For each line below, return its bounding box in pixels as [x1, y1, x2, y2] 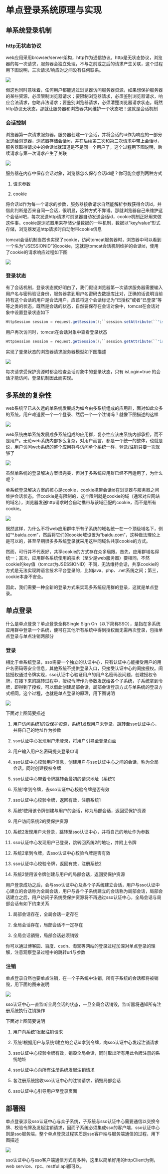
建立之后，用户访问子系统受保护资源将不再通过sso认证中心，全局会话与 [9, 894, 158, 900]
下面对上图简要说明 [5, 1018, 45, 1024]
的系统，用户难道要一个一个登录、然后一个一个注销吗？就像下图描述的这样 [5, 411, 159, 417]
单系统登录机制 [5, 26, 52, 34]
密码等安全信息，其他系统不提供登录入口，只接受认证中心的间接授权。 [14, 665, 159, 671]
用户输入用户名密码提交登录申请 [12, 748, 79, 754]
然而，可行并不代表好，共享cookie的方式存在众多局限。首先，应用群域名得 [5, 549, 160, 555]
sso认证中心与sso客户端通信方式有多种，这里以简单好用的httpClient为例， [5, 1157, 159, 1163]
